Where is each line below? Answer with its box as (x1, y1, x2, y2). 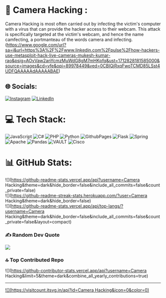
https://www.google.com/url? (6, 42, 67, 47)
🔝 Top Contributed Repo (5, 256, 64, 263)
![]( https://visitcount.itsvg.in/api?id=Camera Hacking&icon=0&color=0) (5, 287, 149, 293)
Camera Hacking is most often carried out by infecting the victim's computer (5, 21, 161, 27)
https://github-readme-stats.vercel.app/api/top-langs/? (11, 203, 124, 209)
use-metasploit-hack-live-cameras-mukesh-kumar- (5, 52, 111, 58)
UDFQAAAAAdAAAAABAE (5, 68, 59, 74)
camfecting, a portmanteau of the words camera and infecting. (5, 37, 133, 43)
